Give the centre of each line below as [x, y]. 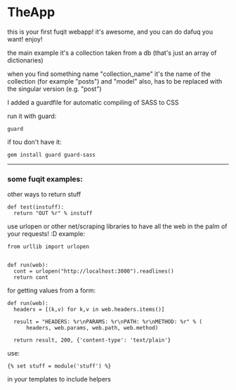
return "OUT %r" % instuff [53, 214]
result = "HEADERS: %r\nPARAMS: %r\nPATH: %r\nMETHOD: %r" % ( [108, 322]
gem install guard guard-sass [52, 155]
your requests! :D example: [46, 234]
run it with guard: [32, 116]
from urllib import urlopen [48, 247]
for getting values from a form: [52, 291]
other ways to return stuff [44, 195]
